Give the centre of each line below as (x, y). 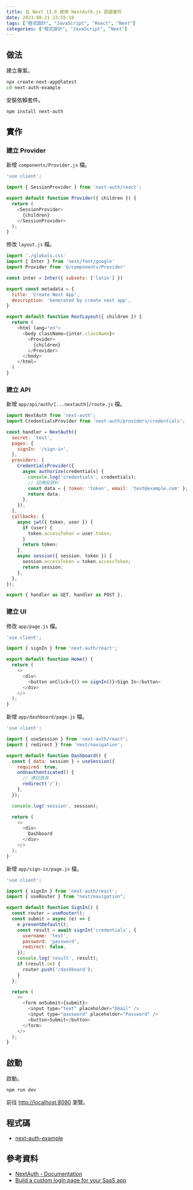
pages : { (23, 443)
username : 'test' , (45, 936)
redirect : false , (44, 947)
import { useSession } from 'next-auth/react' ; (67, 739)
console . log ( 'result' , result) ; (58, 958)
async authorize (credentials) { (63, 472)
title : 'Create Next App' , (46, 294)
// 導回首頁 (35, 778)
